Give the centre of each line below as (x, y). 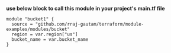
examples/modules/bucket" (38, 29)
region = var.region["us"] (45, 34)
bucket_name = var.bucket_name (50, 40)
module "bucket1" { (30, 19)
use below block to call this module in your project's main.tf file (85, 8)
